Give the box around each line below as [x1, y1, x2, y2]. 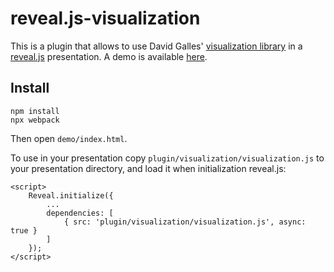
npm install [10, 106, 60, 116]
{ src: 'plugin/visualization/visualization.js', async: [63, 217, 307, 227]
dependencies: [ [46, 208, 114, 218]
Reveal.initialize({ [28, 190, 114, 201]
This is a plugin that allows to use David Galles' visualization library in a [10, 40, 303, 52]
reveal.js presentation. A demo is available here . [10, 50, 208, 62]
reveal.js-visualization [10, 7, 201, 30]
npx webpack [10, 115, 60, 125]
